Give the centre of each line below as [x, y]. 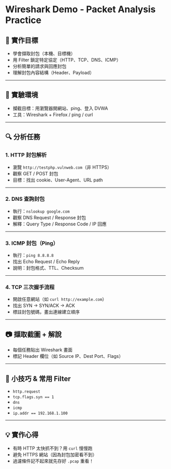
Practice [23, 20]
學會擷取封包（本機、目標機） [44, 54]
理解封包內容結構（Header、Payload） [53, 73]
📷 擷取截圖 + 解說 [34, 334]
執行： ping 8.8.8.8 [33, 255]
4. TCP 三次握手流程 [30, 288]
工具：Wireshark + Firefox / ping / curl [53, 114]
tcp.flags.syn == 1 [33, 397]
